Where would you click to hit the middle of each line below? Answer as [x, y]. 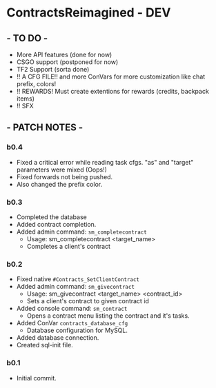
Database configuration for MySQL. [77, 330]
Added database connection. [58, 338]
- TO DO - [27, 38]
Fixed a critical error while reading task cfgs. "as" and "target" [105, 162]
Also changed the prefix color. [59, 184]
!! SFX [25, 106]
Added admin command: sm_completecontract [82, 232]
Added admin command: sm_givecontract [76, 287]
